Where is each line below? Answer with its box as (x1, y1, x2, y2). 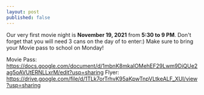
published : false (6, 15, 51, 21)
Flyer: (105, 68, 119, 76)
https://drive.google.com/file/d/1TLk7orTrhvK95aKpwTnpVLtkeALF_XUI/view (6, 75, 198, 82)
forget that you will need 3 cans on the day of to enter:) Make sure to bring (6, 38, 194, 45)
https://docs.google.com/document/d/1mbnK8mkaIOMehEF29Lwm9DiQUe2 (6, 62, 198, 70)
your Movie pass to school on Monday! (6, 44, 104, 51)
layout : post (6, 8, 40, 15)
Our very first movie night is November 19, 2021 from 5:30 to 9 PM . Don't (6, 31, 192, 38)
